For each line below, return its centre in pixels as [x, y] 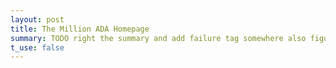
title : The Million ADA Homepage [80, 29]
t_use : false [37, 47]
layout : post [37, 19]
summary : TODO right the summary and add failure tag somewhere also [158, 38]
